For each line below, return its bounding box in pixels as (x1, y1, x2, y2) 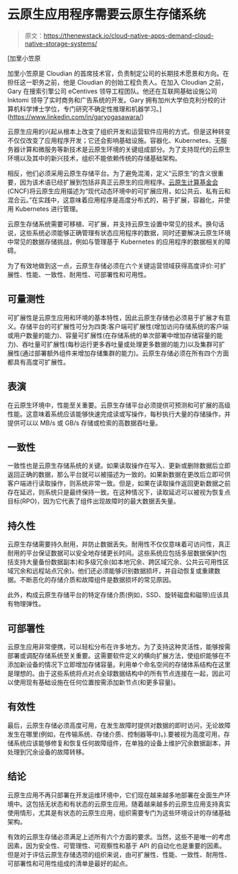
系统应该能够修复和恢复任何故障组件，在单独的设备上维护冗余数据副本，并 (13, 738, 231, 747)
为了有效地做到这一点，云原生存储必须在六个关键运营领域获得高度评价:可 (7, 261, 221, 270)
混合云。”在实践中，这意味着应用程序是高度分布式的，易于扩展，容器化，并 (7, 195, 225, 204)
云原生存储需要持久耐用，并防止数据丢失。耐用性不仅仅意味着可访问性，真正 (7, 540, 231, 549)
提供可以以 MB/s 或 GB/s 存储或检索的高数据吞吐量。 (7, 419, 162, 427)
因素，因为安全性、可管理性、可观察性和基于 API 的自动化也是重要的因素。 (7, 841, 226, 850)
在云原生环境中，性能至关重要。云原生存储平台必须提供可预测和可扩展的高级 (7, 401, 231, 409)
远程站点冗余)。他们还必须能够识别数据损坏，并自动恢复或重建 (31, 566, 215, 576)
